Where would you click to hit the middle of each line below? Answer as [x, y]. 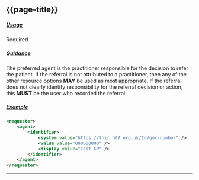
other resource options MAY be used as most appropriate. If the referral [94, 81]
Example [17, 107]
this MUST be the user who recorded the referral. [66, 94]
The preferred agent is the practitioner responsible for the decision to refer [97, 68]
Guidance [18, 53]
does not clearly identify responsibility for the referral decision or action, [94, 87]
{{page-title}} [32, 10]
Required [17, 40]
